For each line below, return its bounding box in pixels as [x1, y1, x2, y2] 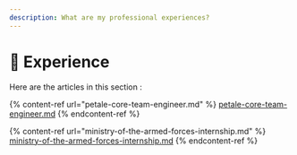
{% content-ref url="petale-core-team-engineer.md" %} [9, 99, 217, 109]
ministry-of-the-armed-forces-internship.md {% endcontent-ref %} [9, 135, 259, 146]
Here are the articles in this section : [9, 82, 143, 92]
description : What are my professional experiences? [9, 13, 210, 22]
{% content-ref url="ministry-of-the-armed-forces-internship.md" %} [9, 125, 267, 136]
